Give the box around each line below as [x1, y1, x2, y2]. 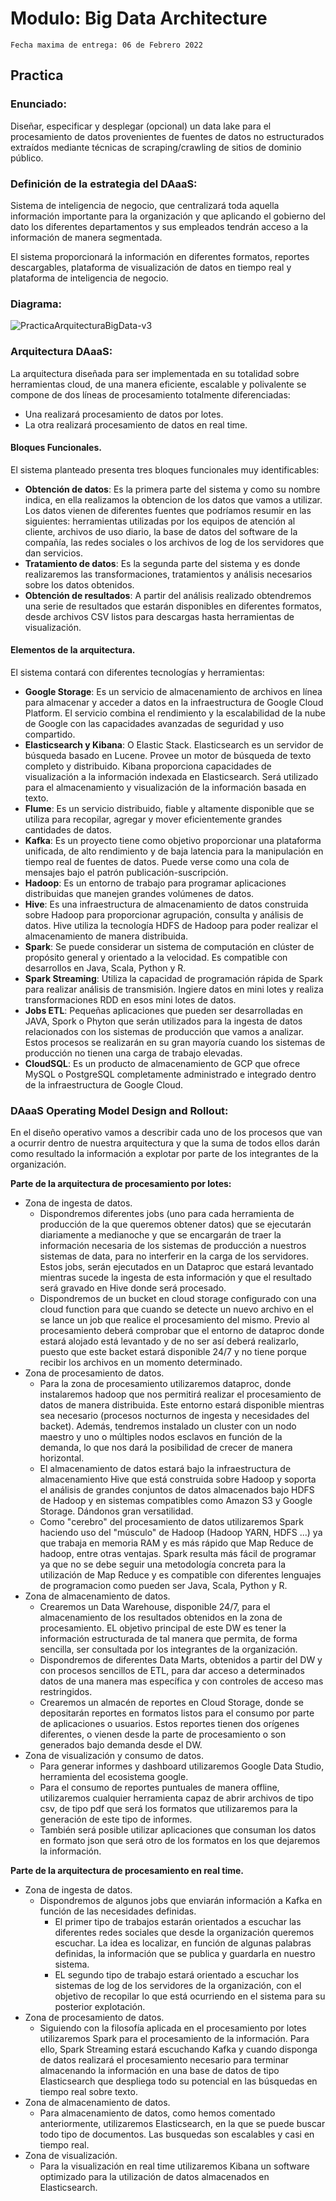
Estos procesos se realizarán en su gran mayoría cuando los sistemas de [24, 1036, 326, 1048]
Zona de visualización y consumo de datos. [24, 1750, 204, 1762]
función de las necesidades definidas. [39, 1905, 197, 1917]
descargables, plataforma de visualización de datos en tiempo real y [10, 261, 292, 273]
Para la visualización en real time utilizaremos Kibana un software [39, 2160, 310, 2172]
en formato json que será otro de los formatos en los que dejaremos [39, 1835, 321, 1847]
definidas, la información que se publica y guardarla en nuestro [54, 1948, 316, 1960]
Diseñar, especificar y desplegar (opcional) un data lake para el [10, 120, 272, 132]
